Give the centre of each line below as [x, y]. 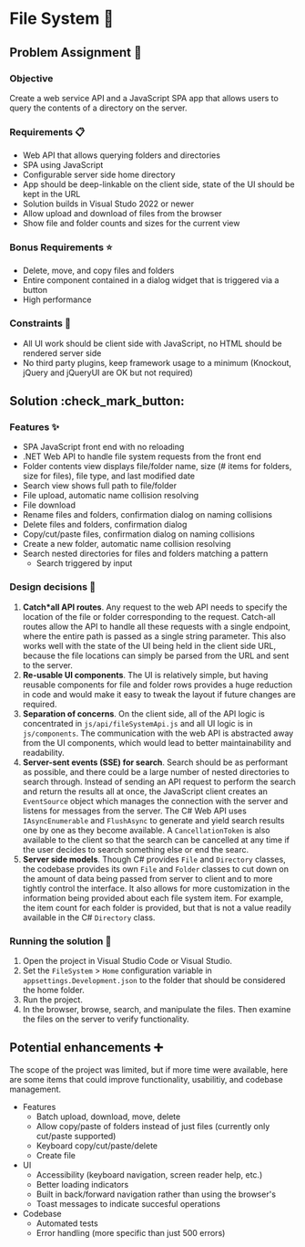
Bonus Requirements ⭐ [61, 247]
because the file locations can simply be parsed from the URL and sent [156, 655]
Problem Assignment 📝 [76, 52]
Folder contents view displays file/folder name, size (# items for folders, [157, 466]
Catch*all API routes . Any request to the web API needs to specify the [155, 607]
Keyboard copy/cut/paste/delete [97, 1146]
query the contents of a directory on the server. [98, 108]
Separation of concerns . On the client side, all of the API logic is [144, 713]
